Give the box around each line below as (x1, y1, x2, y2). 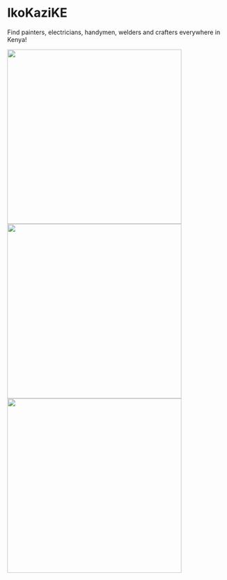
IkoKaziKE (7, 5, 68, 21)
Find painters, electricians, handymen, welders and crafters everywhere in (7, 28, 221, 36)
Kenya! (7, 35, 27, 43)
